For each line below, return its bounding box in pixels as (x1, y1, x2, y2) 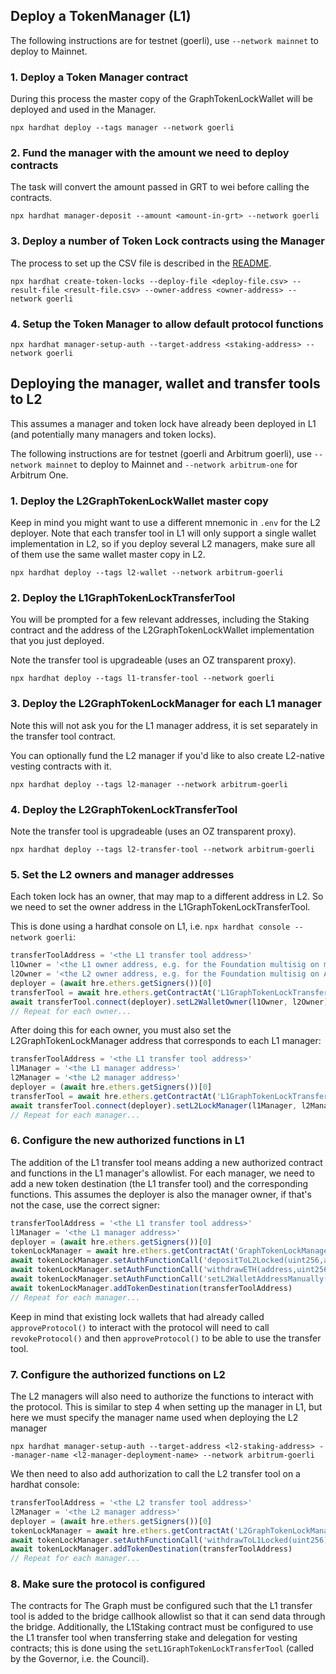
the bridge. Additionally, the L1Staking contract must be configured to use (10, 1621, 314, 1633)
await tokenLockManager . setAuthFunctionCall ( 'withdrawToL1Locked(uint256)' (10, 1535, 333, 1545)
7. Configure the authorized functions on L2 (10, 1367, 226, 1381)
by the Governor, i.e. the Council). (10, 1653, 150, 1665)
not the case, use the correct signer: (10, 1199, 161, 1211)
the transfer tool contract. (10, 730, 117, 742)
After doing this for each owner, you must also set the (10, 1024, 232, 1036)
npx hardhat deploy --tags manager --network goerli (10, 123, 235, 133)
